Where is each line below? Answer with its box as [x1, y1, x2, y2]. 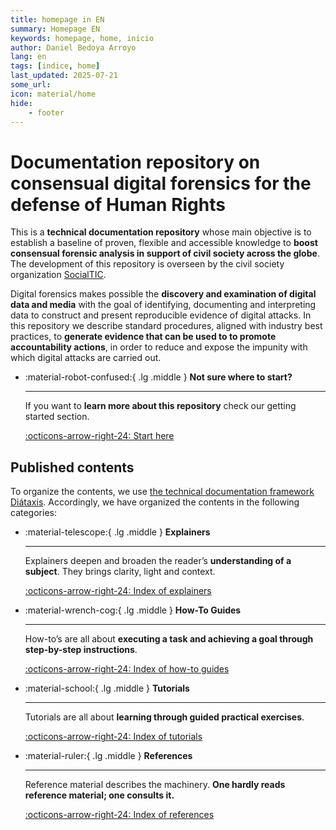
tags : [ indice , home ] [10, 61, 101, 71]
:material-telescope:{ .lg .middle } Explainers [24, 526, 211, 538]
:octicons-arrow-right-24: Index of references [24, 809, 215, 821]
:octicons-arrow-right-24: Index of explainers [24, 585, 212, 597]
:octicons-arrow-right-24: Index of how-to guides [24, 663, 230, 675]
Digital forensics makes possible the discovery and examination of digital [10, 288, 317, 300]
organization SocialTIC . [10, 269, 107, 281]
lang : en [10, 52, 47, 62]
